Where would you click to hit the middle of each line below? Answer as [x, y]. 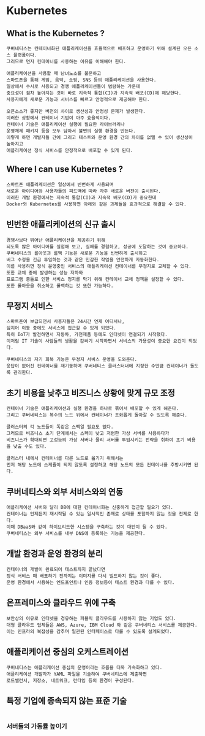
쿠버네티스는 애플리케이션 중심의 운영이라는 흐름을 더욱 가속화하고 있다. [84, 667]
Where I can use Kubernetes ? [65, 169]
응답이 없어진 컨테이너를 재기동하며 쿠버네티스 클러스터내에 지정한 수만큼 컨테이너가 [97, 366]
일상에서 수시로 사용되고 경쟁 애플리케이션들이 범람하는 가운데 [73, 86]
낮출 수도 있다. [30, 447]
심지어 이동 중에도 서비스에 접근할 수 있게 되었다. [61, 328]
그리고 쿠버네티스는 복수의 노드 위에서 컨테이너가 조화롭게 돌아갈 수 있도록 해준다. [97, 415]
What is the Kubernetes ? [56, 33]
